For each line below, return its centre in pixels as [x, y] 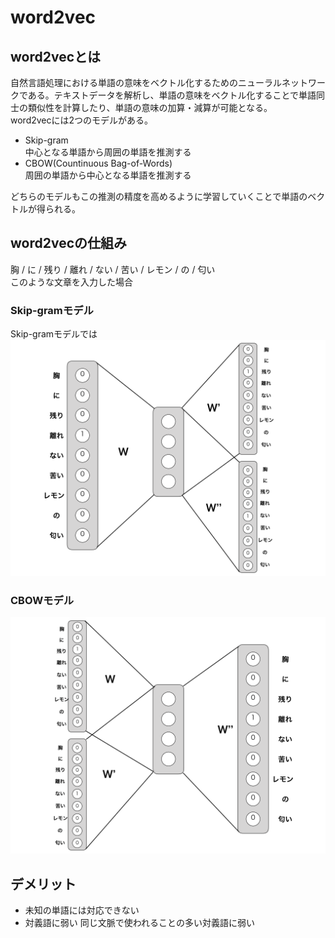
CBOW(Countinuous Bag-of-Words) [98, 163]
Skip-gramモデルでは [54, 334]
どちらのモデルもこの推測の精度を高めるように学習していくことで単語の [159, 196]
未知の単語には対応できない [82, 910]
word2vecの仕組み [69, 243]
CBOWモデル [42, 601]
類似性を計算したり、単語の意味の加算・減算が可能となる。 [150, 107]
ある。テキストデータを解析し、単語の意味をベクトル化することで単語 [172, 95]
